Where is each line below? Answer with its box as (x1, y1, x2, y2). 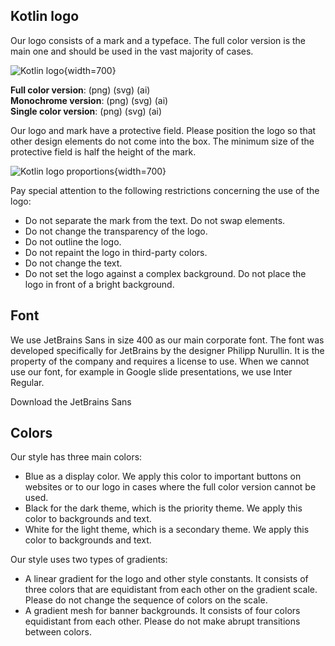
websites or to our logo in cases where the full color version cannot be (24, 481, 317, 493)
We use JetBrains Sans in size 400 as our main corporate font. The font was (10, 334, 325, 346)
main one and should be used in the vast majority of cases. (10, 45, 254, 57)
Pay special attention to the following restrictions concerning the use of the (10, 184, 320, 196)
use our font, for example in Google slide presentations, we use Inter (10, 365, 293, 378)
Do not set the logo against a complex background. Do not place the (24, 267, 307, 279)
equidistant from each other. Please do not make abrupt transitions (24, 615, 301, 628)
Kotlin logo (10, 8, 80, 25)
